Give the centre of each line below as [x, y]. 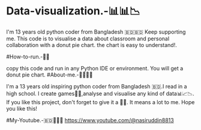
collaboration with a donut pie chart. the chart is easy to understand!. [91, 45]
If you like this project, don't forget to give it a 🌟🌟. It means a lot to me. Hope [100, 102]
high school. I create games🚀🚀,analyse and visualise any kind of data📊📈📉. [100, 93]
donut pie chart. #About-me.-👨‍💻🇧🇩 [49, 75]
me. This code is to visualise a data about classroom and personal [88, 39]
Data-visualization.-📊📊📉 [73, 11]
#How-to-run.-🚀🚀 [28, 57]
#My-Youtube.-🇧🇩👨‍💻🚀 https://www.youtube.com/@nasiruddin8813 [90, 120]
